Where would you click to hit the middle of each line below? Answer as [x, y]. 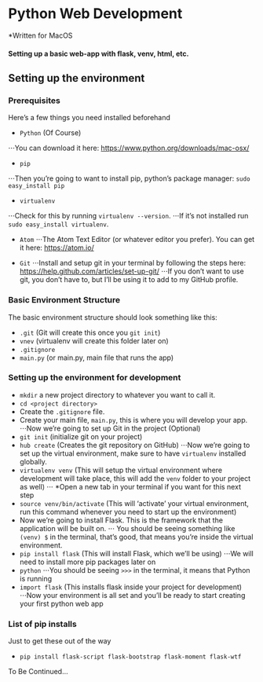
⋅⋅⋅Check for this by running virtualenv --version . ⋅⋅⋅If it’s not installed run [128, 216]
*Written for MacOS [40, 35]
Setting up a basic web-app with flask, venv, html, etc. [99, 53]
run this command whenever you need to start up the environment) [128, 511]
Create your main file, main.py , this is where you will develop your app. [133, 420]
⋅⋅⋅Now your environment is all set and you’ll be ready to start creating [132, 595]
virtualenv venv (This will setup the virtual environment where [121, 470]
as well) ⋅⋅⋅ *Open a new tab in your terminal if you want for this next [130, 486]
